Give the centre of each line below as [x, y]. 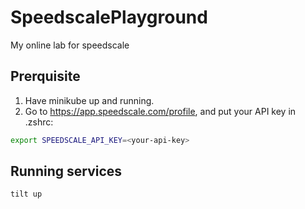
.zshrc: [39, 122]
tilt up [26, 194]
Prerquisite [45, 76]
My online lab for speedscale [70, 45]
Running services [66, 171]
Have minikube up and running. [89, 100]
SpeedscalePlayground [109, 17]
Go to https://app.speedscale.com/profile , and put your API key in [160, 111]
